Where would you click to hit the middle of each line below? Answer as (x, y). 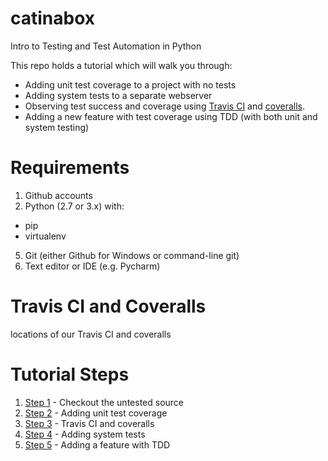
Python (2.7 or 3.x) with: (74, 206)
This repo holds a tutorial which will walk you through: (121, 65)
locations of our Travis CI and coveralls (91, 334)
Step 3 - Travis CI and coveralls (89, 423)
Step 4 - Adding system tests (85, 434)
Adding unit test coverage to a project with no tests (130, 84)
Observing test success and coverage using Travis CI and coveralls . (164, 106)
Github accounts (58, 195)
